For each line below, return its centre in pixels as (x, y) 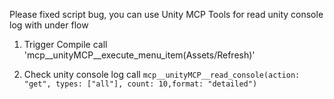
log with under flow (49, 25)
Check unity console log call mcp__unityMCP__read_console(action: (162, 74)
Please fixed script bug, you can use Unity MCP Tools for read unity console (166, 14)
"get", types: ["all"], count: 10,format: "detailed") (140, 84)
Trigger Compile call (65, 44)
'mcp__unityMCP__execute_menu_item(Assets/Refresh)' (139, 55)
